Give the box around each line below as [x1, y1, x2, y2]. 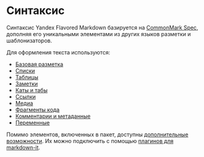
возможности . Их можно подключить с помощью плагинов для [6, 137, 173, 144]
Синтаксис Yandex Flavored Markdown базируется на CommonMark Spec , [6, 24, 198, 31]
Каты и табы [15, 86, 48, 93]
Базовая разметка [15, 60, 64, 68]
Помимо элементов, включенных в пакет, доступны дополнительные [6, 131, 189, 138]
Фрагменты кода [15, 106, 60, 113]
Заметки [15, 80, 38, 87]
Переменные [15, 119, 50, 126]
